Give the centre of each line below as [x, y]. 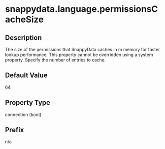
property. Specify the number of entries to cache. [55, 60]
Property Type [28, 103]
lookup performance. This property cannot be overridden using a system [79, 55]
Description [23, 38]
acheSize [24, 19]
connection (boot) [23, 115]
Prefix [15, 130]
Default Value [26, 75]
